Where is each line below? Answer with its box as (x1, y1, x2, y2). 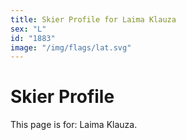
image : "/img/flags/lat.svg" (10, 42, 132, 53)
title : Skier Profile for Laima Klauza (10, 14, 177, 25)
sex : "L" (10, 24, 47, 34)
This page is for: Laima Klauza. (10, 119, 138, 131)
